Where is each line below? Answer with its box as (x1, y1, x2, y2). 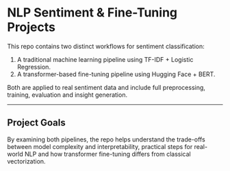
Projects (7, 19, 56, 35)
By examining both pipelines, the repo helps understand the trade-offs (7, 135, 205, 144)
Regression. (16, 62, 51, 71)
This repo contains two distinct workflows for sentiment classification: (7, 42, 205, 50)
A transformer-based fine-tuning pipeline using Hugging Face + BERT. (16, 70, 216, 78)
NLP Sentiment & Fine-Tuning (7, 5, 178, 21)
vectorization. (7, 157, 46, 166)
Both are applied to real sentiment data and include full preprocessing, (7, 83, 205, 91)
